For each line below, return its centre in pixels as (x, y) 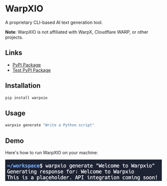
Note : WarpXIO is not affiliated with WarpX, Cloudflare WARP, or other (77, 32)
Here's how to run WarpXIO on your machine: (52, 152)
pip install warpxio (27, 98)
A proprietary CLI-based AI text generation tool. (54, 22)
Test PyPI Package (32, 70)
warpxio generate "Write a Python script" (50, 125)
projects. (14, 37)
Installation (23, 86)
